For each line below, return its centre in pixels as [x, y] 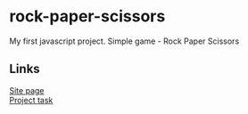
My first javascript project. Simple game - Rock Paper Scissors [124, 41]
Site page [27, 90]
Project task [31, 100]
